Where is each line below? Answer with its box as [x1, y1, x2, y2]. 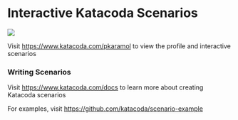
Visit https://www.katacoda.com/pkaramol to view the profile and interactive [7, 41, 232, 50]
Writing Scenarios [7, 67, 71, 77]
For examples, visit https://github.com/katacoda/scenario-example [7, 104, 203, 113]
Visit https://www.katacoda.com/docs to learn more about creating [7, 83, 204, 92]
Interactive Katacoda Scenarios [7, 5, 198, 21]
